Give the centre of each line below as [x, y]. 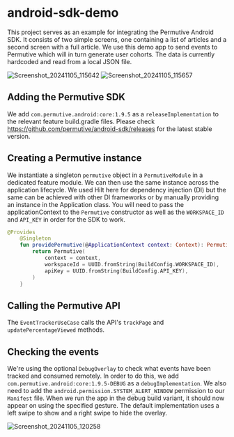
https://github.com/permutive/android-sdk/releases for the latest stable [110, 129]
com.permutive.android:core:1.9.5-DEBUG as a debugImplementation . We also [117, 383]
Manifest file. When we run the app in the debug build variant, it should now [116, 398]
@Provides [22, 232]
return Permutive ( [59, 252]
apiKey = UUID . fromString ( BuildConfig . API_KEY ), [116, 271]
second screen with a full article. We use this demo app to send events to [112, 47]
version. [19, 136]
